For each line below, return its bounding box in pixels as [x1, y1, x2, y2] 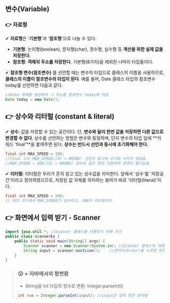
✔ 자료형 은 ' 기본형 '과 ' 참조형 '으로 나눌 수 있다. [5, 35, 97, 41]
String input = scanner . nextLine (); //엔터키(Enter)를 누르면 [23, 248, 157, 253]
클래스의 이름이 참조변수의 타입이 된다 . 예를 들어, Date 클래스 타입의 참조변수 [5, 75, 156, 82]
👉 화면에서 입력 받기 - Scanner [5, 213, 101, 222]
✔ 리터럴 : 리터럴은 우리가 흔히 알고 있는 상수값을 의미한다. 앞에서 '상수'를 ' [5, 170, 152, 177]
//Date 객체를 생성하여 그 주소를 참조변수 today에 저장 [5, 92, 109, 97]
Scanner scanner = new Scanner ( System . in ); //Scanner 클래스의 [23, 243, 155, 249]
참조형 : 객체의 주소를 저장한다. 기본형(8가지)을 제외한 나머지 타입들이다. [12, 59, 154, 65]
